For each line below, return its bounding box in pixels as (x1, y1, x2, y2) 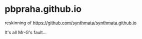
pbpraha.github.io (4, 3, 82, 15)
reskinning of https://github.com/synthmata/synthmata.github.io (4, 20, 137, 26)
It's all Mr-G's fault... (4, 29, 47, 35)
